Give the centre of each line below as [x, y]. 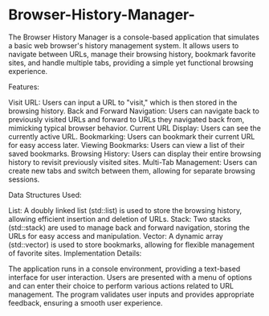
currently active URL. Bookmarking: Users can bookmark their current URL [132, 136]
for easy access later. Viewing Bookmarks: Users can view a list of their [126, 145]
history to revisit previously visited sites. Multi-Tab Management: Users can [133, 162]
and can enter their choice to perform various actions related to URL [121, 285]
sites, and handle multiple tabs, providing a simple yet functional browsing [131, 63]
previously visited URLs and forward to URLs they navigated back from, [126, 119]
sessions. [24, 179]
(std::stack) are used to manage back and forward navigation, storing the [129, 228]
